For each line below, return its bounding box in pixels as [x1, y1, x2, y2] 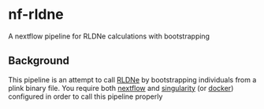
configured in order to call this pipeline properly [8, 92, 163, 101]
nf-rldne [8, 5, 65, 24]
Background [8, 54, 69, 67]
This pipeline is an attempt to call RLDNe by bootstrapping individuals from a [8, 74, 257, 84]
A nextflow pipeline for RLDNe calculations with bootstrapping [8, 31, 210, 41]
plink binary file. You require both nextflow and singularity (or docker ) [8, 83, 234, 93]
